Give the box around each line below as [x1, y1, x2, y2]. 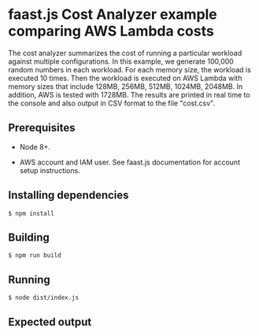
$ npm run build [8, 252, 61, 260]
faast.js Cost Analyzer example [8, 6, 218, 24]
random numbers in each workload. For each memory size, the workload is [8, 65, 252, 74]
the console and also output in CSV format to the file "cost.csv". [8, 98, 216, 108]
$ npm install [8, 209, 55, 217]
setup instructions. [19, 165, 80, 175]
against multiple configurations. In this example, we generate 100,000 [8, 57, 234, 66]
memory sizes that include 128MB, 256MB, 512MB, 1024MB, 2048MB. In [8, 81, 243, 91]
